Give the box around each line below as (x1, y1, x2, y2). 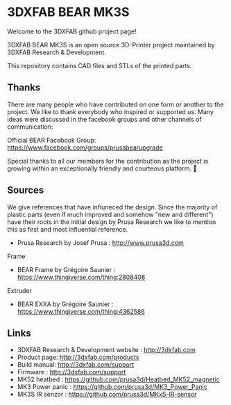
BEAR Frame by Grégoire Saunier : (17, 265, 116, 273)
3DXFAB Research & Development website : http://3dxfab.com (17, 346, 196, 354)
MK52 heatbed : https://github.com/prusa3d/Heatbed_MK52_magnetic (17, 375, 220, 383)
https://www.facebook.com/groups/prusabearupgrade (7, 143, 163, 152)
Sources (7, 184, 44, 196)
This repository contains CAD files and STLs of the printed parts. (7, 61, 192, 70)
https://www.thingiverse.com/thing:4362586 (17, 307, 146, 315)
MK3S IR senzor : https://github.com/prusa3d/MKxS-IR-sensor (17, 390, 197, 399)
